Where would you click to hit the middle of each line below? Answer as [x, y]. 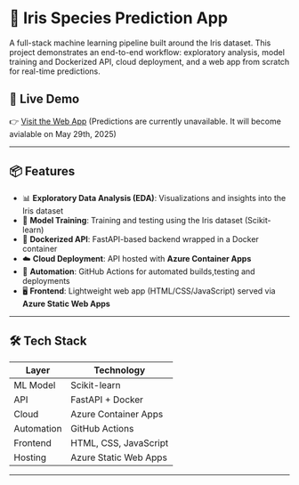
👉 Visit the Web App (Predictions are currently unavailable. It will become [145, 121]
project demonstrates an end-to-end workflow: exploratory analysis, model [147, 52]
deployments [46, 280]
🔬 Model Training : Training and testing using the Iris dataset [132, 220]
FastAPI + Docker [107, 400]
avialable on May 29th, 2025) [63, 133]
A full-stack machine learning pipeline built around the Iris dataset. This [140, 43]
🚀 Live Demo [44, 99]
